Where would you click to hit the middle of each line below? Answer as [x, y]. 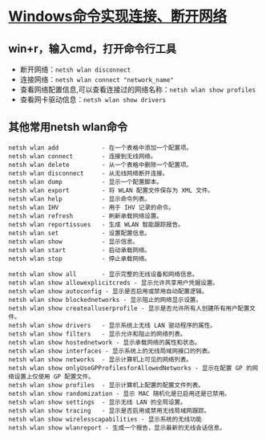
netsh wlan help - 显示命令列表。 [79, 199]
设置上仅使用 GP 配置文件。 [54, 377]
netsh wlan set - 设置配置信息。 [79, 233]
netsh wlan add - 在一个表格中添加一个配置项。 [100, 148]
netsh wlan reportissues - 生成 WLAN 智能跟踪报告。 [96, 224]
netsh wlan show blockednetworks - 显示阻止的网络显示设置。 [105, 299]
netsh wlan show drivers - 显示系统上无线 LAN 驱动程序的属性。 [112, 325]
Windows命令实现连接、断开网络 [117, 16]
